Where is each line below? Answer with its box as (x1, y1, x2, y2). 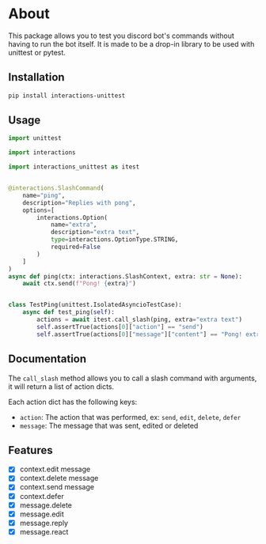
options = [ (22, 206, 55, 214)
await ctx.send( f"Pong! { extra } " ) (22, 280, 136, 288)
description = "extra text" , (50, 229, 140, 236)
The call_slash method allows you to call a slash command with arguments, (8, 373, 257, 383)
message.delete (19, 500, 73, 510)
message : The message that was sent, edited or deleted (19, 421, 199, 430)
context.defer (19, 491, 65, 501)
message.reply (19, 518, 69, 527)
